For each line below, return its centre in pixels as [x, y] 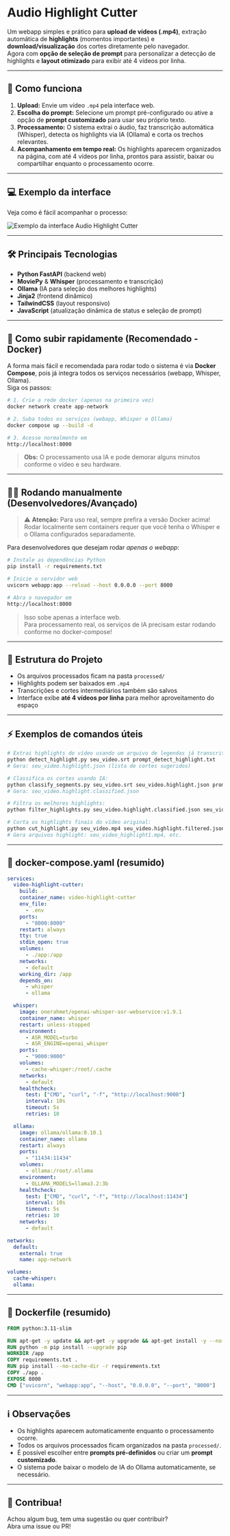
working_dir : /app [46, 974]
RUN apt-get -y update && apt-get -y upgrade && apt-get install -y [107, 1341]
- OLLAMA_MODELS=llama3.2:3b [67, 1184]
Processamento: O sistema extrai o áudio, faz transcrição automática [115, 127]
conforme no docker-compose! [68, 631]
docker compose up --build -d [50, 425]
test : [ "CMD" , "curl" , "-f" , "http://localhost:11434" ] [106, 1196]
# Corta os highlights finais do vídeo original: [79, 822]
